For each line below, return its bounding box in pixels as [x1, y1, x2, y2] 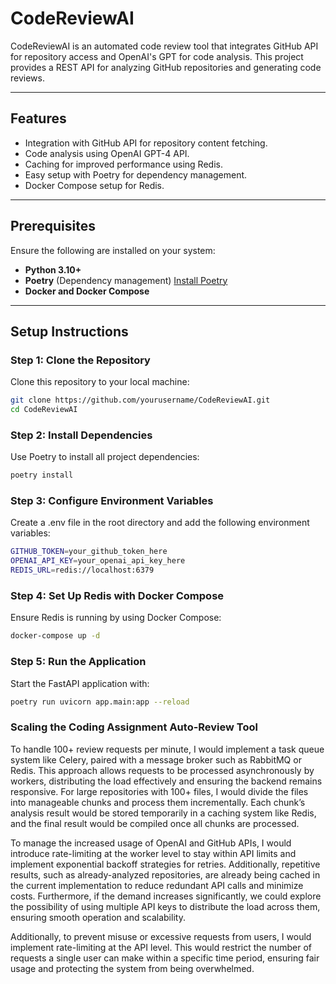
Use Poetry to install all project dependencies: [10, 451, 200, 463]
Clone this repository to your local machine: [10, 376, 190, 388]
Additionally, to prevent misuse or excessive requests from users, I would [10, 930, 312, 942]
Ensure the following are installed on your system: [10, 244, 216, 256]
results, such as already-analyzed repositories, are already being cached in [10, 868, 321, 881]
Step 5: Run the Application [10, 655, 147, 669]
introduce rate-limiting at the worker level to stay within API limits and [10, 847, 297, 859]
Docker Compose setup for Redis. [24, 179, 165, 191]
